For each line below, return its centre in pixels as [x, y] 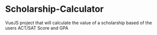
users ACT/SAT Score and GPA [37, 28]
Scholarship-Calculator [54, 9]
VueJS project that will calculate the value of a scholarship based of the [79, 23]
